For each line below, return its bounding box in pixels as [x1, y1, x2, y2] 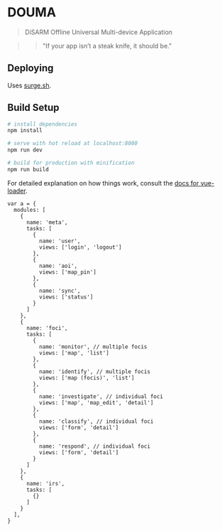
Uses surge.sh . [7, 81, 52, 90]
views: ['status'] [38, 293, 94, 301]
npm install [7, 127, 43, 134]
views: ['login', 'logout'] [38, 243, 122, 251]
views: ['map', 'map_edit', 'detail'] [38, 399, 154, 406]
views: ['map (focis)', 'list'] [38, 374, 135, 381]
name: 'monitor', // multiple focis [38, 343, 148, 350]
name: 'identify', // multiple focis [38, 368, 151, 375]
